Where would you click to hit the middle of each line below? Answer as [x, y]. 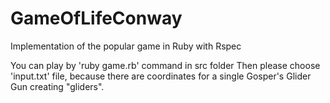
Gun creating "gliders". [57, 86]
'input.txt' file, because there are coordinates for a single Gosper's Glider [161, 76]
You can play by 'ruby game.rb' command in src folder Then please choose [165, 65]
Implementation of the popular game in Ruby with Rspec [126, 46]
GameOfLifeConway [96, 18]
